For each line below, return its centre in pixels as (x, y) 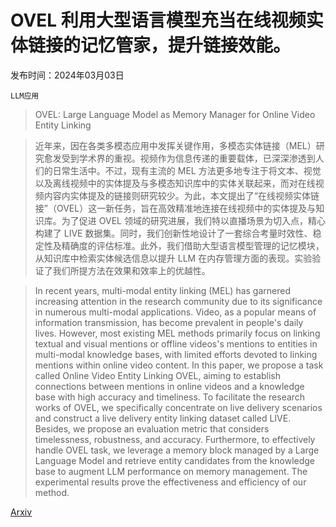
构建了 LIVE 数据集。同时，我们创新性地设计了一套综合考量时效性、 (173, 233)
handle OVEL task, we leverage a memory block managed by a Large (177, 450)
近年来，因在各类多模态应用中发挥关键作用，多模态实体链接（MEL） (175, 145)
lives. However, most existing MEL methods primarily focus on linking (177, 333)
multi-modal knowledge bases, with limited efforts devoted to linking (176, 354)
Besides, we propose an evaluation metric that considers (152, 428)
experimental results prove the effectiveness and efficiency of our (170, 482)
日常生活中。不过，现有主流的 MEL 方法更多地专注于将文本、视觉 (187, 170)
